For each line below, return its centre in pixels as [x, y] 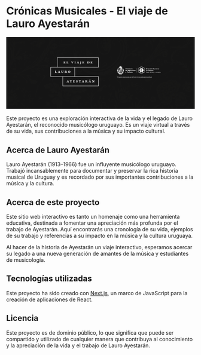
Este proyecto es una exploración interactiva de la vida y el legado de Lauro [100, 118]
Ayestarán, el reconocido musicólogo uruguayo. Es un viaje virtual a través [98, 125]
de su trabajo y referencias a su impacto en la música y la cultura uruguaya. [100, 235]
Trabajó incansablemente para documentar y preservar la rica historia [92, 171]
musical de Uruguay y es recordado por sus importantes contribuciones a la [100, 177]
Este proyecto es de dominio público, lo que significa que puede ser [90, 332]
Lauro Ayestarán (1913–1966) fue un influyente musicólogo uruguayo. [91, 164]
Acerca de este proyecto [53, 202]
